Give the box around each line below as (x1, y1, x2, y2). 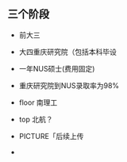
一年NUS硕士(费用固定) (18, 64, 95, 73)
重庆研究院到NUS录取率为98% (18, 80, 120, 90)
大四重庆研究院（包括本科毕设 (18, 47, 117, 56)
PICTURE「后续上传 (18, 131, 84, 141)
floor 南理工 (18, 98, 58, 107)
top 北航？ (18, 114, 53, 124)
